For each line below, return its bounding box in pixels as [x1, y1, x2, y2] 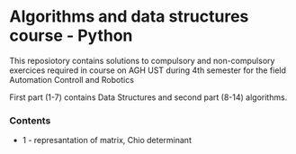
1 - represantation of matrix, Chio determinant [22, 135, 192, 146]
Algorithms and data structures [9, 6, 249, 27]
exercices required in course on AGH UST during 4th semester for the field [9, 65, 286, 76]
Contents [9, 114, 51, 127]
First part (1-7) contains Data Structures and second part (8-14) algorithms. [9, 92, 288, 103]
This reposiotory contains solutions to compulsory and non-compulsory [9, 55, 275, 66]
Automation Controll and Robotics [9, 74, 135, 85]
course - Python [9, 25, 133, 46]
